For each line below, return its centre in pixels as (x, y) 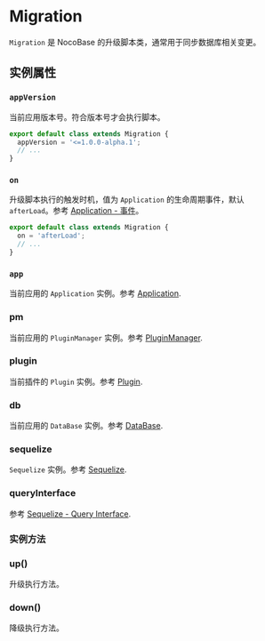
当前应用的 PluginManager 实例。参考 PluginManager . (106, 337)
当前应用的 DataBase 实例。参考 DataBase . (86, 426)
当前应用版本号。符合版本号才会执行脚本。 (87, 116)
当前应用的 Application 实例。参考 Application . (95, 293)
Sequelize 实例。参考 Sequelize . (68, 469)
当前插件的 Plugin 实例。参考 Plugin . (76, 381)
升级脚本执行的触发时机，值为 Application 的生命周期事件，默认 (127, 200)
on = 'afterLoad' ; (52, 236)
